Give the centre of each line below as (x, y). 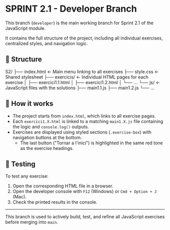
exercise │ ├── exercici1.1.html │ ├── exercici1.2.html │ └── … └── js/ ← (83, 82)
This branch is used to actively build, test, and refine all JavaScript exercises (85, 217)
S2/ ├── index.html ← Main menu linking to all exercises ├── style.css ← (82, 71)
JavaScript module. (26, 28)
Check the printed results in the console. (55, 202)
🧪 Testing (20, 164)
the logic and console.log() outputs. (51, 127)
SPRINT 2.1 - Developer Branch (71, 9)
